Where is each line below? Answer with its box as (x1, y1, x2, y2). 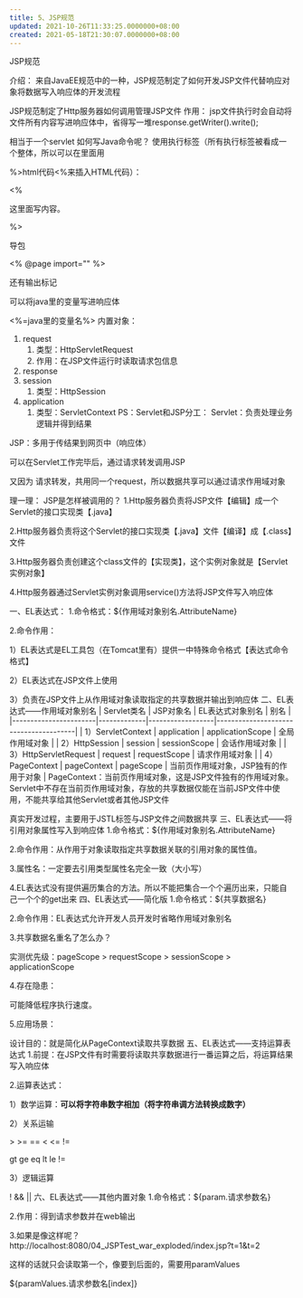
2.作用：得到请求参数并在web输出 (9, 1211, 136, 1222)
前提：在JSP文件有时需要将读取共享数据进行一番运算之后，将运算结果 (33, 1049, 294, 1060)
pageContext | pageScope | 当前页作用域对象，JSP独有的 (64, 761, 280, 772)
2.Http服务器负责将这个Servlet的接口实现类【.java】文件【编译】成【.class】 (9, 526, 292, 536)
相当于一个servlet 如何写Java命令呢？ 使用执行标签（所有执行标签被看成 (9, 137, 279, 147)
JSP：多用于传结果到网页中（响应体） (9, 438, 151, 449)
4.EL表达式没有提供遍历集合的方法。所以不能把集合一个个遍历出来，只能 (9, 883, 279, 894)
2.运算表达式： (9, 1080, 65, 1091)
